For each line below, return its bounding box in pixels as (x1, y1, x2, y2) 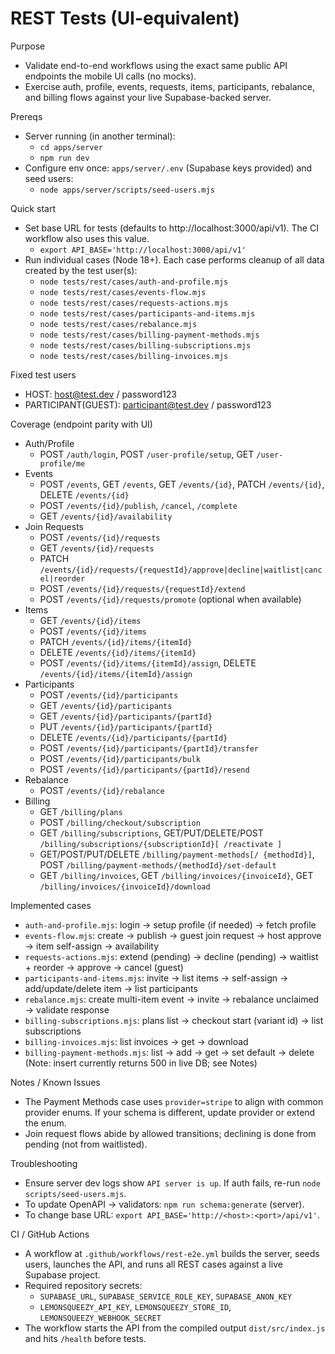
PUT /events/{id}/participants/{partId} (39, 720, 213, 732)
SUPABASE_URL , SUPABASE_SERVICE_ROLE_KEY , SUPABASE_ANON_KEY (39, 1290, 293, 1302)
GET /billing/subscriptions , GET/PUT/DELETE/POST (39, 827, 264, 839)
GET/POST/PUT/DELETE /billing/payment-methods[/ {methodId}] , (39, 848, 315, 860)
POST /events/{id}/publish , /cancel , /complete (39, 499, 238, 511)
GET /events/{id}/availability (39, 510, 173, 522)
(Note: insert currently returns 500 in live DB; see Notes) (24, 1057, 258, 1069)
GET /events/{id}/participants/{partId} (39, 710, 213, 722)
